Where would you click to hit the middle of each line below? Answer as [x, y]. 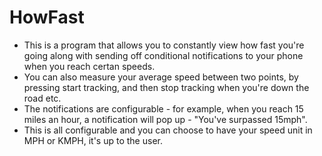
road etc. [42, 98]
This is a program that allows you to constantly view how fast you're [164, 45]
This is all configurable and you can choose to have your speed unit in [168, 130]
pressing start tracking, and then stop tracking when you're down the [166, 87]
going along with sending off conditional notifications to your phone [163, 55]
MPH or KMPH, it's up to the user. [93, 140]
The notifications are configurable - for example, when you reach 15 [163, 108]
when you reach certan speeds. [89, 66]
